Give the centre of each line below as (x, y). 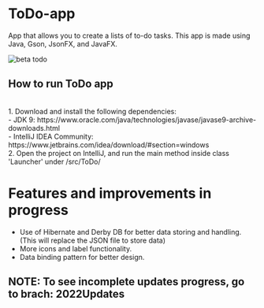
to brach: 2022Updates (67, 294)
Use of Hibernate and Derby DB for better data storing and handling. (130, 232)
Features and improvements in (110, 193)
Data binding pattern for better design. (82, 257)
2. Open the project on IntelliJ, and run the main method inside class (119, 153)
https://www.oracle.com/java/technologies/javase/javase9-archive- (147, 120)
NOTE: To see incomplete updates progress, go (126, 282)
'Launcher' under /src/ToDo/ (54, 161)
